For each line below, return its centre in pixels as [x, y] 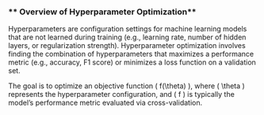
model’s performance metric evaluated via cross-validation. [105, 103]
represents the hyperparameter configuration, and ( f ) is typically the [122, 95]
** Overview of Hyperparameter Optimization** [102, 12]
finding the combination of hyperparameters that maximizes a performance [131, 54]
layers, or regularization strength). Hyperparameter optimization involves [127, 46]
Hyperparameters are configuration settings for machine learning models [128, 29]
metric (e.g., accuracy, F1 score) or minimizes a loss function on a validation [132, 62]
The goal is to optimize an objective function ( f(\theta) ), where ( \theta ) [127, 86]
